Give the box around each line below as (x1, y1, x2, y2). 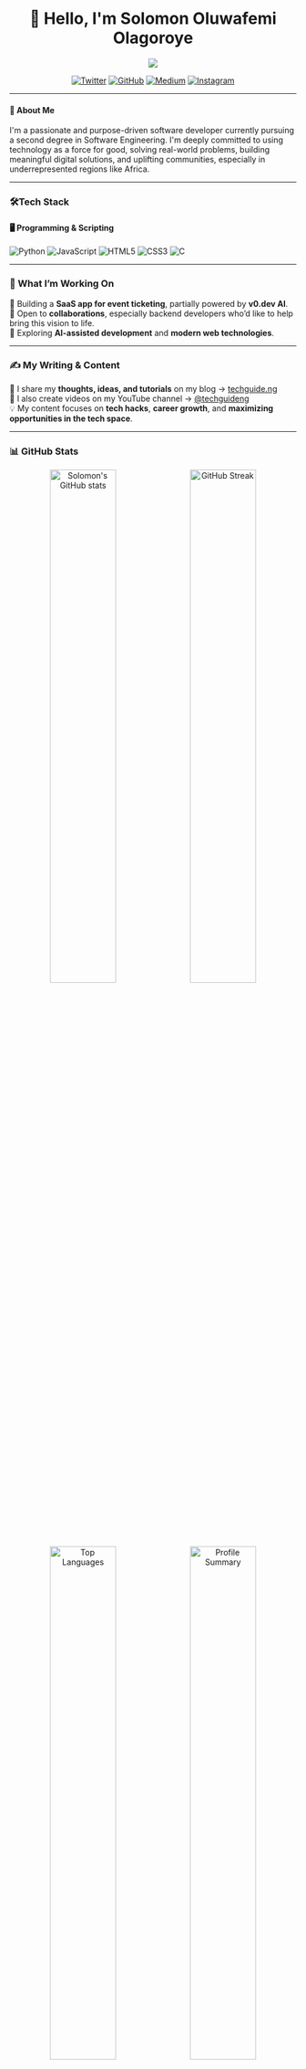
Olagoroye (112, 27, 194, 48)
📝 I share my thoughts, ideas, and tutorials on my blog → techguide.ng (9, 383, 278, 394)
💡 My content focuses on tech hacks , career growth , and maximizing (9, 402, 274, 414)
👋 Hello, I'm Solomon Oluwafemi (29, 8, 277, 29)
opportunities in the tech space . (9, 413, 134, 424)
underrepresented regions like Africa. (9, 164, 150, 174)
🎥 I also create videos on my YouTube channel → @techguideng (9, 393, 250, 404)
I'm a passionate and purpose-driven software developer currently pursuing (9, 125, 294, 136)
